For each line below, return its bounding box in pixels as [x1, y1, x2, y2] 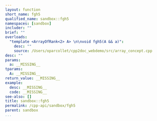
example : [5, 80, 23, 85]
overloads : [5, 35, 27, 40]
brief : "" [5, 30, 26, 35]
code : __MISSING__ [9, 90, 48, 94]
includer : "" [5, 26, 32, 30]
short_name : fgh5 [5, 12, 41, 17]
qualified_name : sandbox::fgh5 [5, 16, 69, 21]
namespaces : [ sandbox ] [5, 21, 52, 26]
